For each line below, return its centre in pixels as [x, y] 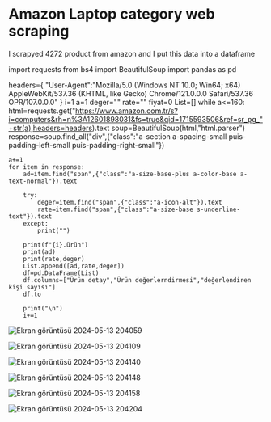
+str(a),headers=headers [51, 128]
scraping [39, 31]
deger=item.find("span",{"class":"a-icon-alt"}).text [130, 202]
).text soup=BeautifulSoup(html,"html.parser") [168, 128]
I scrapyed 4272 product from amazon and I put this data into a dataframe [132, 53]
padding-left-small [39, 145]
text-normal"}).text [43, 181]
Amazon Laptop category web [112, 14]
